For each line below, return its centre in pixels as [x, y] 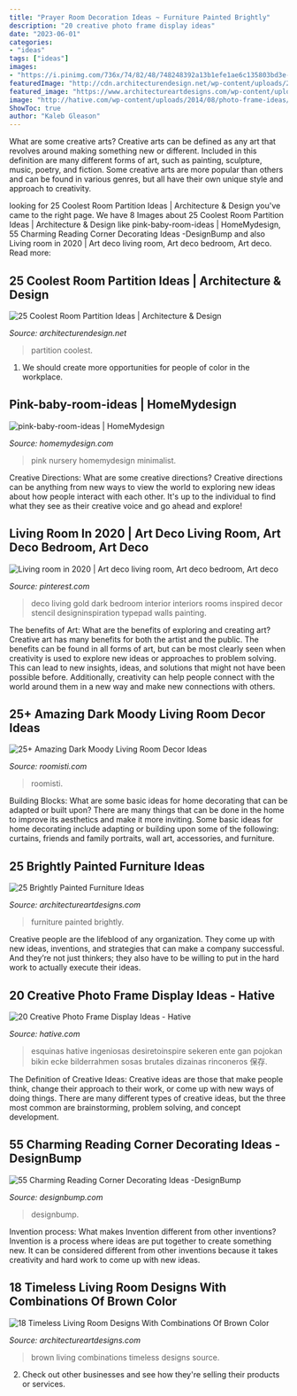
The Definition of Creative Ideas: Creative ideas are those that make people [146, 1079]
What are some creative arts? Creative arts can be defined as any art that [143, 142]
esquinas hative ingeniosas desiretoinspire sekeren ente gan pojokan [156, 1051]
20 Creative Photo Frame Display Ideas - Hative [142, 995]
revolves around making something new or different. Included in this [133, 151]
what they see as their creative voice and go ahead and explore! [126, 505]
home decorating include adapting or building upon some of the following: [144, 829]
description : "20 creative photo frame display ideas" [112, 26]
